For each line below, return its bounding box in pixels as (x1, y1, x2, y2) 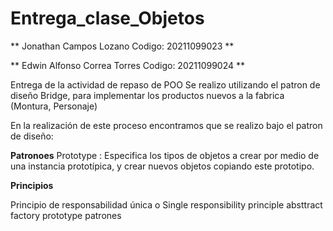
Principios (10, 179, 54, 191)
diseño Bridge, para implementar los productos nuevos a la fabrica (10, 89, 285, 101)
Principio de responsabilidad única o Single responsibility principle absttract (10, 198, 323, 211)
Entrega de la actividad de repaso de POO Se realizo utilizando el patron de (10, 78, 321, 91)
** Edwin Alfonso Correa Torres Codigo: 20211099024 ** (10, 59, 246, 71)
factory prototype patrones (10, 209, 122, 221)
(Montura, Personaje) (10, 100, 98, 112)
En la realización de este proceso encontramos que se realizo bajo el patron (10, 119, 323, 131)
